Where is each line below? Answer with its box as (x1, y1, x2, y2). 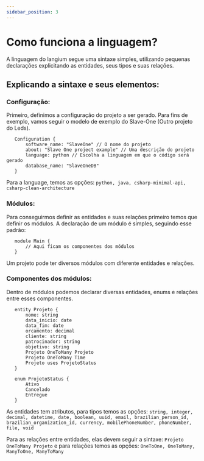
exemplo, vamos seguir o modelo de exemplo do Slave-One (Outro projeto (6, 118, 193, 125)
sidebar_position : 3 (6, 9, 59, 15)
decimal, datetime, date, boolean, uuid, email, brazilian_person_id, (6, 414, 189, 420)
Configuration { (14, 136, 56, 143)
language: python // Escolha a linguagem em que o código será (25, 152, 189, 158)
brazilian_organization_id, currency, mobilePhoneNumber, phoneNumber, (6, 420, 192, 426)
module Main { (14, 238, 51, 244)
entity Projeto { (14, 306, 59, 312)
